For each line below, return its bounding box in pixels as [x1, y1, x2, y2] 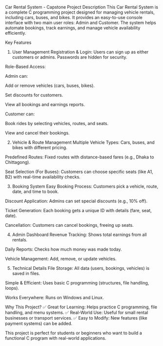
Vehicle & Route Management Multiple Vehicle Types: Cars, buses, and [12, 139, 155, 145]
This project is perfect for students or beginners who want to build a [5, 330, 143, 336]
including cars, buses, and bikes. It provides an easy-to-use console [5, 15, 143, 20]
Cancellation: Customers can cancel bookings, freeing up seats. [5, 222, 134, 228]
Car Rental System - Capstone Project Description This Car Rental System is [5, 4, 159, 10]
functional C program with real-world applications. [5, 335, 106, 341]
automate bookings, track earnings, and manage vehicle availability [5, 25, 141, 31]
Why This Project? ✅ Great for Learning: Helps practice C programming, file [5, 304, 158, 310]
